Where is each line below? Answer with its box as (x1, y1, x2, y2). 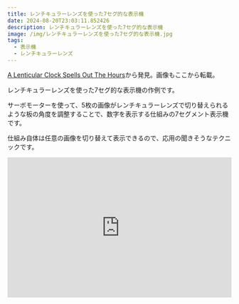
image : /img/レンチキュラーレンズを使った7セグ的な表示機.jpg (7, 30, 173, 38)
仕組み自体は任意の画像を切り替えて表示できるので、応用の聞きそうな (7, 133, 213, 142)
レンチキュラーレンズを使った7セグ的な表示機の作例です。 (7, 85, 179, 94)
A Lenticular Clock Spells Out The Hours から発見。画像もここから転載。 (7, 70, 219, 79)
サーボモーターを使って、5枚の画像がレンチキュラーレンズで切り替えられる (7, 100, 229, 109)
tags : (7, 37, 23, 44)
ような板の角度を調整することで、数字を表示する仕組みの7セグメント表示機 (7, 110, 229, 118)
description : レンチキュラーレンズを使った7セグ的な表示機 (7, 23, 164, 31)
